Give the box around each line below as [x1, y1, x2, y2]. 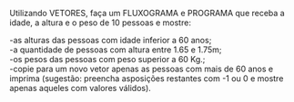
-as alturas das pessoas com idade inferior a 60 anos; [9, 35, 212, 45]
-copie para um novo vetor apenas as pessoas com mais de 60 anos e [9, 63, 274, 74]
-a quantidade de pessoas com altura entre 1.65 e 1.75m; [9, 44, 222, 55]
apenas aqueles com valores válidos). [9, 83, 152, 93]
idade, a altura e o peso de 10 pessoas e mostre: [9, 17, 191, 28]
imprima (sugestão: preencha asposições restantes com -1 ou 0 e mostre [9, 73, 284, 84]
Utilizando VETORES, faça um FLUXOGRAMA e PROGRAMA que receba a [9, 8, 285, 18]
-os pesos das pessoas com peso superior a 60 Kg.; [9, 54, 206, 64]
